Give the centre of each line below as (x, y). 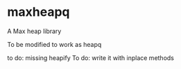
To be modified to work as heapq (54, 44)
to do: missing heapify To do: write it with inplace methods (91, 58)
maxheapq (38, 12)
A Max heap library (34, 31)
